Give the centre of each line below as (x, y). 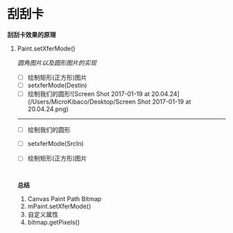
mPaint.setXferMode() (59, 206)
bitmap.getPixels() (54, 223)
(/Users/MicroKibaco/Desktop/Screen (82, 102)
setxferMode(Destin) (57, 85)
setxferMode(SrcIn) (56, 144)
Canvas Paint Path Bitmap (64, 199)
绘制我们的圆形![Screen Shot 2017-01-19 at (89, 94)
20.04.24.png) (48, 109)
